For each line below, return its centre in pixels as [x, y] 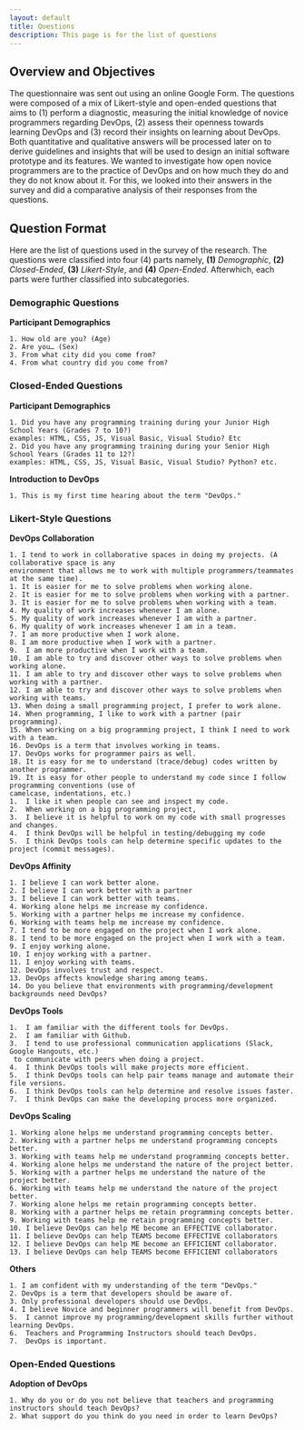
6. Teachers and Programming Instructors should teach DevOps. [133, 1333]
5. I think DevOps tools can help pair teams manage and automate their [152, 1075]
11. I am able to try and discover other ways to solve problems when [146, 674]
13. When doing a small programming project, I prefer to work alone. [146, 705]
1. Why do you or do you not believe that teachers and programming [142, 1401]
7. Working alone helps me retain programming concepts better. [133, 1204]
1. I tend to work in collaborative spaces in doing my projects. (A [144, 555]
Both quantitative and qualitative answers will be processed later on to [141, 142]
